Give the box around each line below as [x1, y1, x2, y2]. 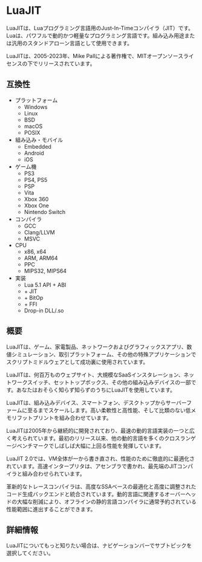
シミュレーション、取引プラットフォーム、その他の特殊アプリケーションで [11, 350, 197, 358]
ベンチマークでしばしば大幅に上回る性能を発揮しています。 [16, 442, 165, 449]
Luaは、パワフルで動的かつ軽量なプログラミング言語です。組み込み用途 [6, 31, 184, 39]
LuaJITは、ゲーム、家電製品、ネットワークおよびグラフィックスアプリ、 [6, 343, 187, 350]
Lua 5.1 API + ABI [24, 281, 67, 288]
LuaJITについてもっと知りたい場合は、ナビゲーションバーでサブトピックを [6, 542, 192, 549]
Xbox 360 [24, 195, 49, 202]
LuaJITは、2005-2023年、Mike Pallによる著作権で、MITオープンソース [6, 52, 183, 59]
